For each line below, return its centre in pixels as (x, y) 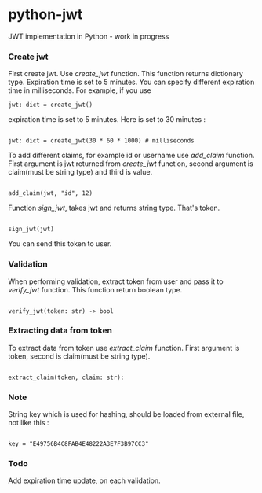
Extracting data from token (60, 330)
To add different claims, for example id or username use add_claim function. (131, 156)
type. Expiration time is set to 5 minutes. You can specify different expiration (131, 82)
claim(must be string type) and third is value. (80, 172)
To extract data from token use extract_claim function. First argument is (124, 348)
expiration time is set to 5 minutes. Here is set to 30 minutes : (107, 120)
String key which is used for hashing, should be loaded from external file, (126, 414)
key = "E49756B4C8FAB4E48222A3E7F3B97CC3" (78, 444)
